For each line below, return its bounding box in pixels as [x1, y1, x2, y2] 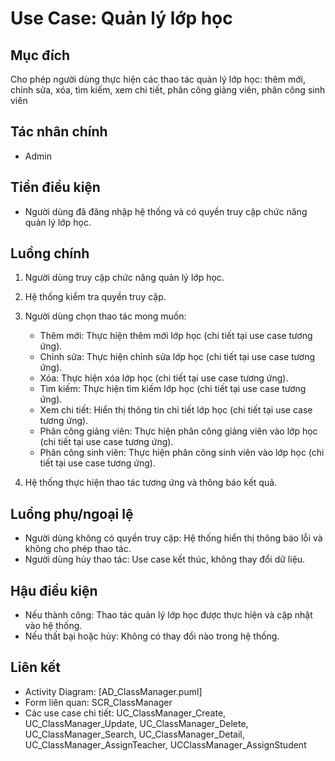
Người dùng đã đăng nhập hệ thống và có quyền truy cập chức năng [24, 205, 308, 217]
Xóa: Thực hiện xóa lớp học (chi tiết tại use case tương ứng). [39, 372, 289, 384]
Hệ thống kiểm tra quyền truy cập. [24, 291, 167, 303]
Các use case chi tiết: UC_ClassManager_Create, [24, 707, 227, 719]
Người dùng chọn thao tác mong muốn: [24, 310, 187, 322]
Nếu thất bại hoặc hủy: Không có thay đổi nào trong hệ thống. [24, 630, 280, 642]
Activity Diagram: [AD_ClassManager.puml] [24, 685, 203, 697]
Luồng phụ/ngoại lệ [10, 505, 134, 522]
